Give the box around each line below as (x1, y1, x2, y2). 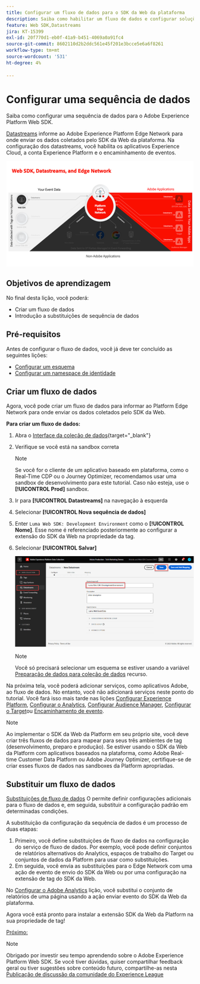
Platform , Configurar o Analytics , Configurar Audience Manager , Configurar (6, 701, 192, 708)
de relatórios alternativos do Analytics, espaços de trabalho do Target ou (14, 850, 194, 857)
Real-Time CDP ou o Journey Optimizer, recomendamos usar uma (14, 473, 177, 480)
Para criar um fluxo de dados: (6, 420, 80, 427)
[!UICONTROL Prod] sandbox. (14, 486, 89, 493)
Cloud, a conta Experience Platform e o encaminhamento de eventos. (6, 149, 177, 156)
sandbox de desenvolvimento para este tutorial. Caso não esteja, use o (14, 479, 189, 486)
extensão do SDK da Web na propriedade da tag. (14, 533, 135, 540)
